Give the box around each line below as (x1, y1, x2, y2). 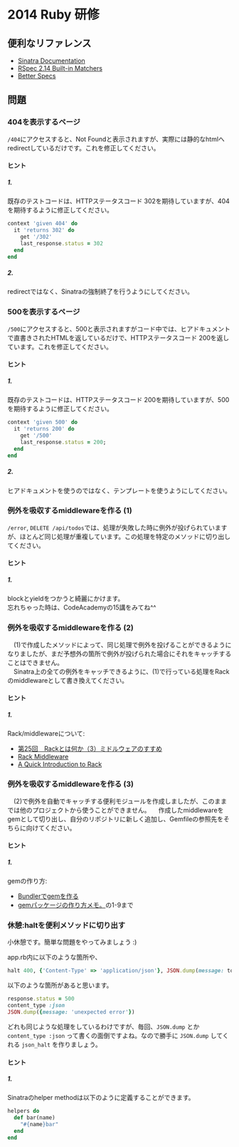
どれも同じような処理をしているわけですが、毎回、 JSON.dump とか (7, 1022, 200, 1031)
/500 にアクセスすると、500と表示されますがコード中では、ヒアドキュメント (7, 324, 231, 333)
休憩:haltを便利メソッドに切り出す (7, 920, 126, 930)
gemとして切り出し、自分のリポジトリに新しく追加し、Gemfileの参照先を (7, 814, 224, 823)
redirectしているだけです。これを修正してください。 (7, 143, 160, 152)
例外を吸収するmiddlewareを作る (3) (7, 779, 134, 789)
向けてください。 (26, 823, 76, 832)
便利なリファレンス (7, 37, 92, 49)
